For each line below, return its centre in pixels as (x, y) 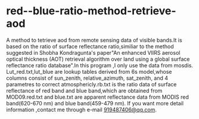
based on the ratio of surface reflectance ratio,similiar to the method (90, 46)
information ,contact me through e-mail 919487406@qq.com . (81, 109)
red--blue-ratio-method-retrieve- (91, 11)
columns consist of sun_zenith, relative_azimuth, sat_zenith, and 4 (87, 78)
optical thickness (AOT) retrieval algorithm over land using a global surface (98, 59)
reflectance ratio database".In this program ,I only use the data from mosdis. (100, 65)
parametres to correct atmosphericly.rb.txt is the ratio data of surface (91, 84)
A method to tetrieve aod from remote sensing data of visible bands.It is (94, 40)
